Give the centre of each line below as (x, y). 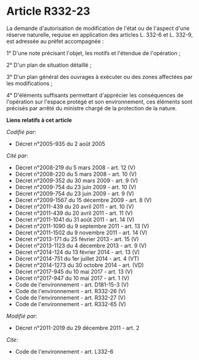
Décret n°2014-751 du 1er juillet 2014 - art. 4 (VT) (77, 258)
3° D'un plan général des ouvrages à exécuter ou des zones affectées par (99, 77)
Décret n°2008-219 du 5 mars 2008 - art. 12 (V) (75, 167)
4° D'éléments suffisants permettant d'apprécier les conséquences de (95, 95)
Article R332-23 (48, 11)
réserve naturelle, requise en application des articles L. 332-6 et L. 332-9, (99, 34)
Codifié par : (21, 132)
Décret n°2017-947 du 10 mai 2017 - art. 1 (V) (72, 278)
